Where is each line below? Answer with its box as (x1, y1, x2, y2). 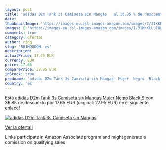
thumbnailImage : (5, 21, 39, 26)
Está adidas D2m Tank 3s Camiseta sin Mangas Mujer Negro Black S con (5, 95, 154, 100)
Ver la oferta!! (5, 124, 33, 130)
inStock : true (5, 72, 35, 77)
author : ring (5, 40, 32, 45)
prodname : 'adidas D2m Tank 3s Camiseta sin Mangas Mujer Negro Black (5, 76, 161, 81)
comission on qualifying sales (5, 139, 66, 145)
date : (5, 16, 16, 21)
